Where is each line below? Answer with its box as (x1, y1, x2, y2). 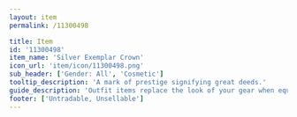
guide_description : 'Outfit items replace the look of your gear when (9, 85, 275, 95)
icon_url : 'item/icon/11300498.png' (9, 62, 144, 70)
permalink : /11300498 (9, 21, 89, 30)
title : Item (9, 37, 53, 46)
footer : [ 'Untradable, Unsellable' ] (9, 94, 144, 103)
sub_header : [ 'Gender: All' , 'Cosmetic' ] (9, 69, 164, 79)
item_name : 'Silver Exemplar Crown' (9, 54, 144, 62)
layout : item (9, 12, 57, 22)
